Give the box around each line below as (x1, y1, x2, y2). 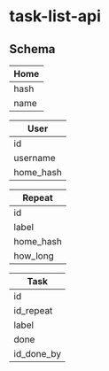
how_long (13, 250, 55, 262)
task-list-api (9, 6, 102, 27)
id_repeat (13, 305, 53, 316)
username (13, 152, 56, 164)
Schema (9, 42, 56, 57)
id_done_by (13, 348, 62, 359)
